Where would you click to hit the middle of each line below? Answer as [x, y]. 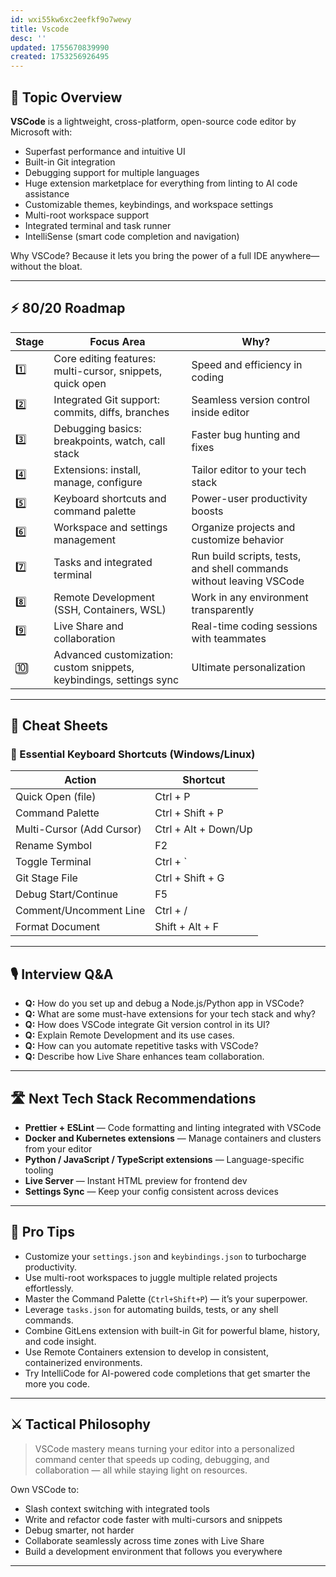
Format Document [57, 927]
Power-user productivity [249, 498]
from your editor [58, 1149]
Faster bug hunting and [246, 434]
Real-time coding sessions [254, 626]
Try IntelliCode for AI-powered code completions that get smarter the [167, 1373]
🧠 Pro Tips [42, 1232]
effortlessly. [49, 1288]
